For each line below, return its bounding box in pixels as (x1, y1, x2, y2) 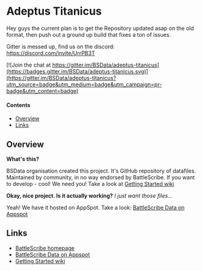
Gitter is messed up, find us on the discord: (6, 43, 115, 50)
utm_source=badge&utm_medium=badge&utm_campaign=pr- (6, 81, 162, 88)
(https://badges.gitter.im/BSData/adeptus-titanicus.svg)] (6, 67, 148, 75)
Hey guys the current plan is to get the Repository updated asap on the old (6, 24, 194, 32)
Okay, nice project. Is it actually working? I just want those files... (6, 191, 173, 199)
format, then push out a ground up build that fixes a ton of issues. (6, 31, 171, 38)
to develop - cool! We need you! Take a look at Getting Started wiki (6, 180, 175, 187)
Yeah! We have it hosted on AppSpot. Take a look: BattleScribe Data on (6, 204, 185, 211)
